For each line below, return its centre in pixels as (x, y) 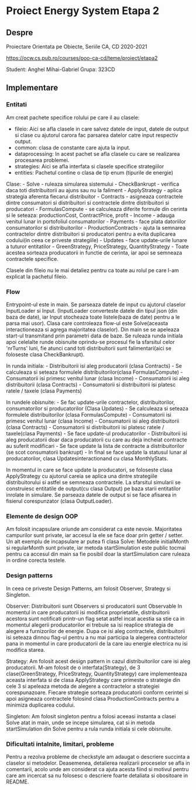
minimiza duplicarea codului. (41, 705)
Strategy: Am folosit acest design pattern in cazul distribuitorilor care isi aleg (98, 661)
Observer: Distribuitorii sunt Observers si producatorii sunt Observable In (94, 606)
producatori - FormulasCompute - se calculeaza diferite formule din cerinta (97, 209)
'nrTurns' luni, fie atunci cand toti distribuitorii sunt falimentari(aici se (89, 348)
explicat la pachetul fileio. (37, 276)
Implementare (32, 88)
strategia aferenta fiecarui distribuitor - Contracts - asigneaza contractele (94, 196)
